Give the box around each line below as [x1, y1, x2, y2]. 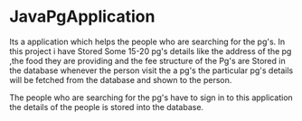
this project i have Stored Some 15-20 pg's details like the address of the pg [9, 45, 292, 56]
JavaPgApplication [9, 6, 156, 27]
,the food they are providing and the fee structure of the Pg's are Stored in [9, 55, 287, 66]
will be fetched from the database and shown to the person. [9, 74, 232, 85]
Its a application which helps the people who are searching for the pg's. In [9, 36, 286, 47]
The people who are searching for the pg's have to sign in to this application [9, 92, 294, 103]
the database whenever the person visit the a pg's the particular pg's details [9, 65, 294, 76]
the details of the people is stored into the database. [9, 101, 204, 112]
